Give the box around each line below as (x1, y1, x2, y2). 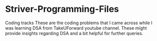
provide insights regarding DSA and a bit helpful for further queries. (5, 30, 143, 36)
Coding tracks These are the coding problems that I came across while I (5, 20, 153, 26)
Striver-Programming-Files (5, 3, 119, 15)
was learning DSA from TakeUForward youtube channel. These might (5, 25, 147, 31)
